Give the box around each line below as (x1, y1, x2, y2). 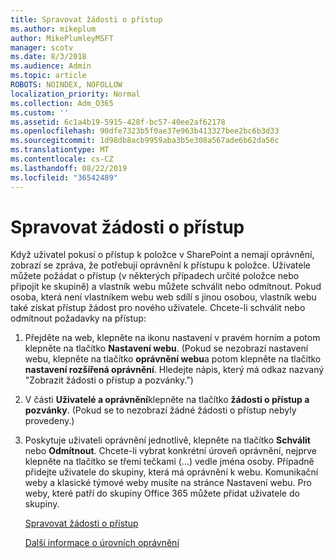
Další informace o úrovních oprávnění (24, 537, 180, 549)
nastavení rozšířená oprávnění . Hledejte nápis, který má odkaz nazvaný (24, 364, 325, 376)
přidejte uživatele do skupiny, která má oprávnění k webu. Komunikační (24, 466, 319, 478)
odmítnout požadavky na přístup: (10, 312, 147, 325)
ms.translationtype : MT (10, 145, 110, 155)
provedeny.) (24, 415, 75, 427)
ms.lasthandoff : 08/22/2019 (10, 163, 128, 173)
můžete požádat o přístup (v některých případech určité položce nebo (10, 270, 300, 282)
